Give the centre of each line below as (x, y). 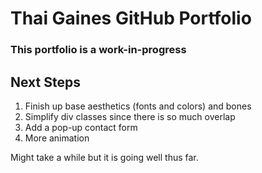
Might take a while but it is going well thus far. (104, 157)
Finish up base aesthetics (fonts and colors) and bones (138, 106)
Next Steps (45, 82)
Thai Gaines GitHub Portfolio (131, 18)
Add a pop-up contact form (81, 127)
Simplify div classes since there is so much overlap (130, 116)
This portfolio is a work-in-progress (98, 50)
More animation (57, 138)
